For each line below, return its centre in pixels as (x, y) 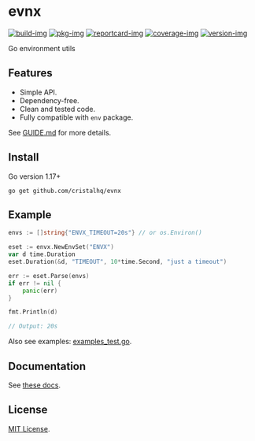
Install (24, 157)
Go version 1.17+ (35, 176)
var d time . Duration (42, 254)
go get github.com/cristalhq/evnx (65, 191)
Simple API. (38, 92)
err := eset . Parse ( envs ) (49, 276)
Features (30, 73)
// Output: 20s (33, 326)
